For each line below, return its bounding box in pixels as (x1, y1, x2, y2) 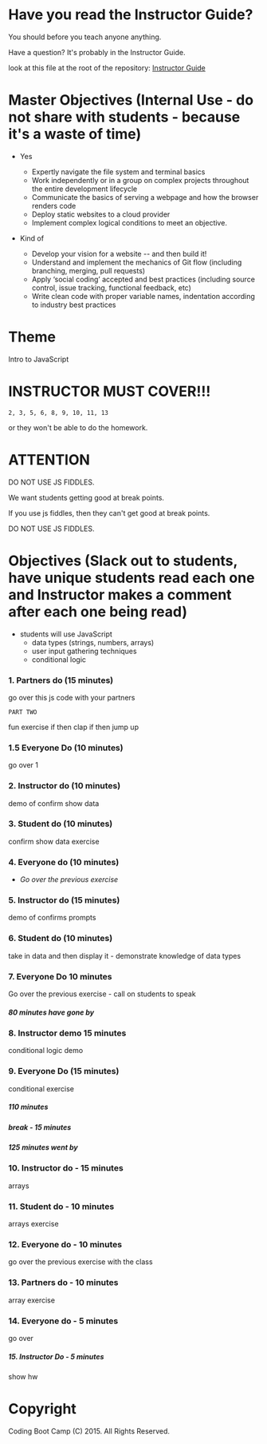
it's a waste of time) (8, 126, 142, 143)
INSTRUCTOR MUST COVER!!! (8, 382, 211, 401)
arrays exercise (8, 1219, 59, 1229)
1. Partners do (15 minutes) (8, 674, 114, 685)
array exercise (8, 1295, 56, 1305)
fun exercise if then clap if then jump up (8, 722, 139, 732)
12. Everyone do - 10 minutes (8, 1239, 122, 1250)
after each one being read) (8, 602, 187, 620)
